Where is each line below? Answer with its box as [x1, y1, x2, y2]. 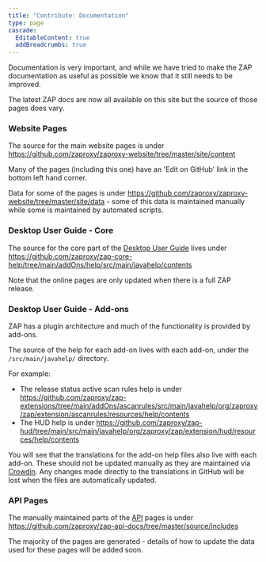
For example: [8, 369, 51, 378]
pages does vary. [8, 104, 65, 113]
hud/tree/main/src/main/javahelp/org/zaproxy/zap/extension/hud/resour [19, 427, 256, 436]
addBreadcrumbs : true [15, 41, 87, 49]
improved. [8, 80, 41, 89]
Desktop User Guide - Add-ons [8, 303, 129, 314]
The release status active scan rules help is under [19, 385, 182, 394]
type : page [8, 19, 44, 27]
